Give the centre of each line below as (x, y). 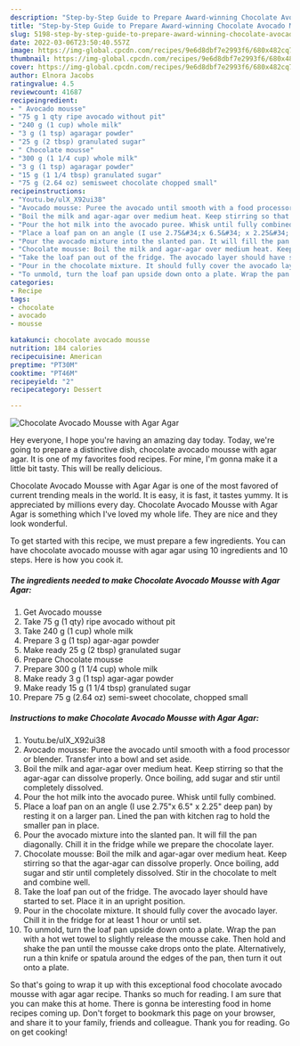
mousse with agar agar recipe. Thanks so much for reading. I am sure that (146, 994)
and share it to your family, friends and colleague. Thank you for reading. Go (150, 1023)
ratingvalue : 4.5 (42, 84)
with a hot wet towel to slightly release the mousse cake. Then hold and (154, 939)
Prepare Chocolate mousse (73, 659)
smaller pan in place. (61, 826)
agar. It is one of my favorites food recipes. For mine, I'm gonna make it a (144, 459)
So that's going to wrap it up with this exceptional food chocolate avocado (146, 985)
